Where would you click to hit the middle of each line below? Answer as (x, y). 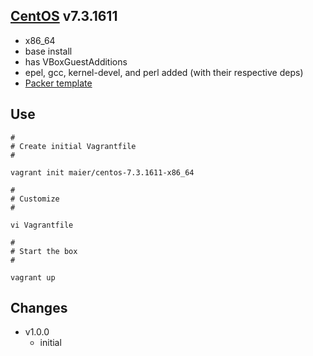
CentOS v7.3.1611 (64, 16)
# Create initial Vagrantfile (73, 146)
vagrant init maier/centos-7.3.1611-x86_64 (102, 172)
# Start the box (44, 251)
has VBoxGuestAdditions (76, 61)
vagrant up (33, 277)
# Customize (35, 199)
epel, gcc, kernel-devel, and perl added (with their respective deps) (164, 72)
